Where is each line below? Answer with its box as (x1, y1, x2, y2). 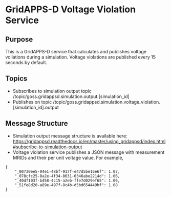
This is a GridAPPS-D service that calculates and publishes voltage (5, 49, 147, 54)
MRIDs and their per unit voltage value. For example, (12, 154, 124, 161)
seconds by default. (5, 60, 48, 65)
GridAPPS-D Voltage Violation (5, 4, 136, 15)
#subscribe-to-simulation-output (12, 144, 82, 150)
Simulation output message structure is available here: (12, 132, 127, 139)
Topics (5, 74, 28, 83)
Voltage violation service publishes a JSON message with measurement (12, 149, 165, 155)
